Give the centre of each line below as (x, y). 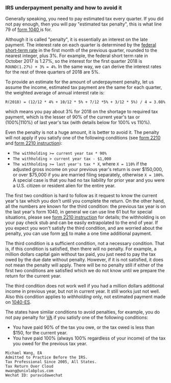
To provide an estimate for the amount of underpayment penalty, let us (80, 82)
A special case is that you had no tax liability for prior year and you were (89, 180)
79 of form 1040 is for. (29, 30)
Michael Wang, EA (24, 353)
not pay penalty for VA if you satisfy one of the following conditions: (77, 318)
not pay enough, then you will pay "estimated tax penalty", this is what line (83, 24)
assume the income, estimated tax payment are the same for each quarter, (84, 87)
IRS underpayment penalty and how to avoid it (64, 8)
